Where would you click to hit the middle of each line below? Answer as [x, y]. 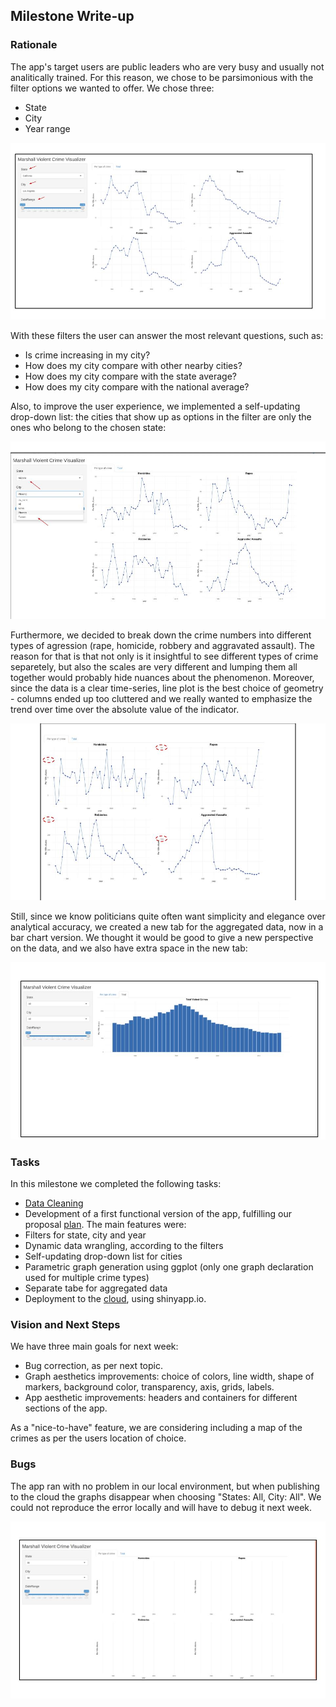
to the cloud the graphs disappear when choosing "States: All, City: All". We [166, 1496]
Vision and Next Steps [65, 1324]
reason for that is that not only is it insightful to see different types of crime [164, 656]
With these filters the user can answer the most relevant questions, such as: [167, 336]
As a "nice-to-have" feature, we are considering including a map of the [156, 1428]
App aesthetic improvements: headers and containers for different [161, 1398]
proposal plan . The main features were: [105, 1224]
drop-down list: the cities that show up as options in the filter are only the [161, 417]
